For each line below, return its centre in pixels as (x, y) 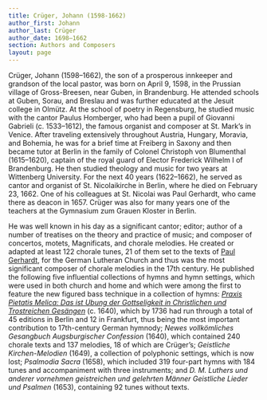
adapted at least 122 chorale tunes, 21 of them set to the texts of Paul (122, 251)
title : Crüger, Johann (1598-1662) (67, 16)
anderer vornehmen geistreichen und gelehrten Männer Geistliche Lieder (128, 378)
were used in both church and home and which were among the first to (125, 285)
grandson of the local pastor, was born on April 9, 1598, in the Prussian (125, 84)
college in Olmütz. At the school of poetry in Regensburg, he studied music (132, 109)
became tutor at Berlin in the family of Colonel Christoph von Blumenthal (127, 151)
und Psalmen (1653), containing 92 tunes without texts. (99, 387)
